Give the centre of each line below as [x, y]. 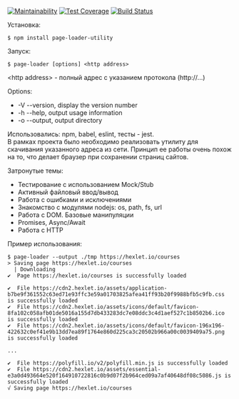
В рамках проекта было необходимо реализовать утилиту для [103, 142]
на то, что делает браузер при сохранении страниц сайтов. [98, 157]
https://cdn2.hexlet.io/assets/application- [100, 288]
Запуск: [19, 51]
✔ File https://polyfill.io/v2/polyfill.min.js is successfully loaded [118, 363]
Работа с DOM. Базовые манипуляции [76, 215]
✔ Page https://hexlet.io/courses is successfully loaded [97, 276]
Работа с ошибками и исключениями [75, 199]
